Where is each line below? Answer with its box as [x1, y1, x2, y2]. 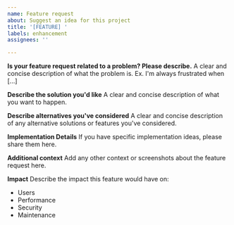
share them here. [7, 140, 57, 148]
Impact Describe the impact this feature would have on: [7, 175, 169, 184]
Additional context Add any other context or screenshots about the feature [7, 154, 226, 162]
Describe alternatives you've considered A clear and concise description [7, 112, 223, 120]
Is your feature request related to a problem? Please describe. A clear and [7, 62, 227, 70]
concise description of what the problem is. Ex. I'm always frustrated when [7, 70, 225, 78]
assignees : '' [7, 37, 49, 44]
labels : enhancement [7, 30, 68, 37]
